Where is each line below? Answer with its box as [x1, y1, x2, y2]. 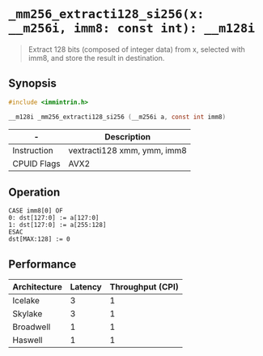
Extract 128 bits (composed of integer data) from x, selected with [28, 44, 245, 54]
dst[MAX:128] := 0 [8, 235, 70, 243]
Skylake [12, 308, 43, 320]
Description [104, 131, 151, 142]
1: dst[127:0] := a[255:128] [8, 221, 107, 229]
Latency [70, 281, 103, 293]
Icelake [12, 295, 40, 307]
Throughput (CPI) [109, 281, 180, 293]
